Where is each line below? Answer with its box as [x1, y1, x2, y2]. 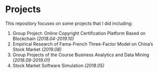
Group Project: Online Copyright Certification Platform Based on [12, 30, 146, 36]
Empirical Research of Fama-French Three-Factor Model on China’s [12, 41, 153, 47]
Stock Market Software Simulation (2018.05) [12, 62, 104, 68]
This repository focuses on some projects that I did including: [5, 20, 133, 26]
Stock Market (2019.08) [12, 46, 62, 52]
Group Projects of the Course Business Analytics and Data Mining [12, 52, 149, 58]
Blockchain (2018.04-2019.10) [12, 35, 74, 42]
